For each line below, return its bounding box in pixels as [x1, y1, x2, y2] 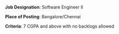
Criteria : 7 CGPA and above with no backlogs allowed [5, 23, 115, 29]
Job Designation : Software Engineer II [5, 4, 83, 10]
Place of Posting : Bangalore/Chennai [5, 14, 81, 19]
